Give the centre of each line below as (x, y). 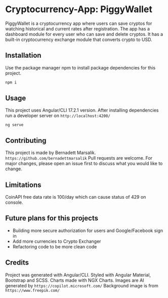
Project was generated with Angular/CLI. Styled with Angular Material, (78, 275)
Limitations (23, 185)
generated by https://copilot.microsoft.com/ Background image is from (82, 285)
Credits (17, 263)
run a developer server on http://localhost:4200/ (58, 116)
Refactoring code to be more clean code (55, 246)
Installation (23, 55)
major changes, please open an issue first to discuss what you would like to (84, 164)
